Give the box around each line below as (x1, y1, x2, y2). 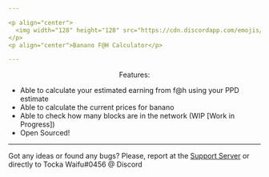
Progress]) (19, 119, 55, 129)
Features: (118, 70, 151, 80)
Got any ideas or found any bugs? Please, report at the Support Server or (8, 151, 250, 161)
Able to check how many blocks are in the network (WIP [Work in (19, 111, 235, 121)
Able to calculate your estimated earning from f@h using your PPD (19, 86, 240, 95)
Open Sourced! (19, 128, 70, 138)
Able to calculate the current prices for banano (19, 103, 175, 112)
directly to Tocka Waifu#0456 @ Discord (8, 159, 143, 169)
